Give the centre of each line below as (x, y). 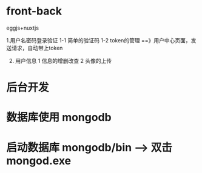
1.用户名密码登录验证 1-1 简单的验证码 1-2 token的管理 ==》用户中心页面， (99, 40)
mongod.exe (39, 161)
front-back (34, 11)
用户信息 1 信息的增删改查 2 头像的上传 (63, 60)
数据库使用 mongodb (59, 118)
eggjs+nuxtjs (23, 28)
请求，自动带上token (37, 48)
